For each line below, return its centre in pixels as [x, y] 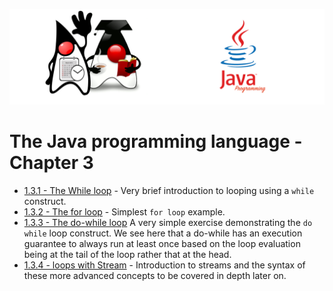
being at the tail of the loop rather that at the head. [127, 254]
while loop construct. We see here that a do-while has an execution [163, 233]
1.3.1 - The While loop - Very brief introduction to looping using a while [169, 190]
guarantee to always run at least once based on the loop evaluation [162, 243]
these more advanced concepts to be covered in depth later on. [155, 275]
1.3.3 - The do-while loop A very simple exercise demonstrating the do [168, 222]
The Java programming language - [156, 141]
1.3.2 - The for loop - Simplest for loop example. [124, 211]
